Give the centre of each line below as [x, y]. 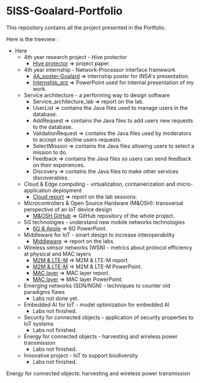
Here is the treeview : [32, 39]
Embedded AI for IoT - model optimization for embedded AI [97, 304]
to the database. [53, 127]
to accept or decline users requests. [77, 139]
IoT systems [39, 323]
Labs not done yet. [56, 298]
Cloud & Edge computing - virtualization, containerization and [99, 184]
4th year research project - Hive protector [75, 57]
